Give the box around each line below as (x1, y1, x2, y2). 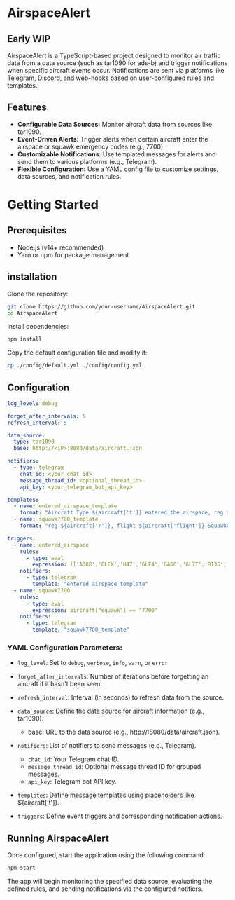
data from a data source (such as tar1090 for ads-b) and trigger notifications (7, 59, 228, 67)
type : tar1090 (13, 438, 55, 446)
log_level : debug (7, 400, 58, 407)
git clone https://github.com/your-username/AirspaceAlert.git (7, 303, 196, 310)
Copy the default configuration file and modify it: (7, 348, 148, 357)
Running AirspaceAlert (7, 832, 110, 844)
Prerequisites (7, 224, 67, 236)
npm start (7, 864, 36, 872)
